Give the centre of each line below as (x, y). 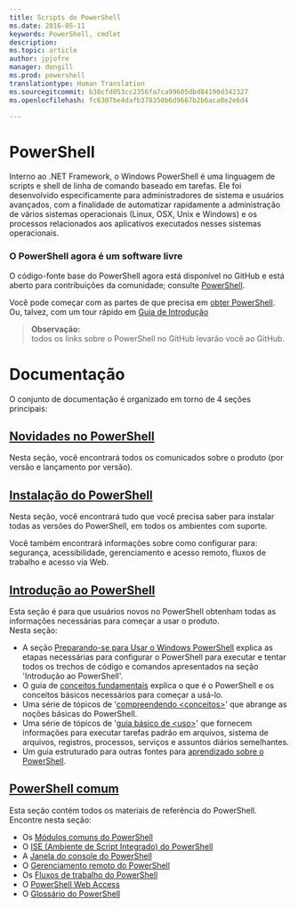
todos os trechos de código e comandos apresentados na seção (140, 666)
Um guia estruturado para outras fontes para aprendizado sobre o (143, 751)
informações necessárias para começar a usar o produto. (114, 621)
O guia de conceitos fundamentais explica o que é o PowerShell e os (148, 685)
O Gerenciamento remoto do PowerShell (96, 865)
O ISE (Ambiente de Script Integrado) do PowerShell (117, 847)
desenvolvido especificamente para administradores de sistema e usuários (147, 196)
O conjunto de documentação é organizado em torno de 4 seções (130, 399)
